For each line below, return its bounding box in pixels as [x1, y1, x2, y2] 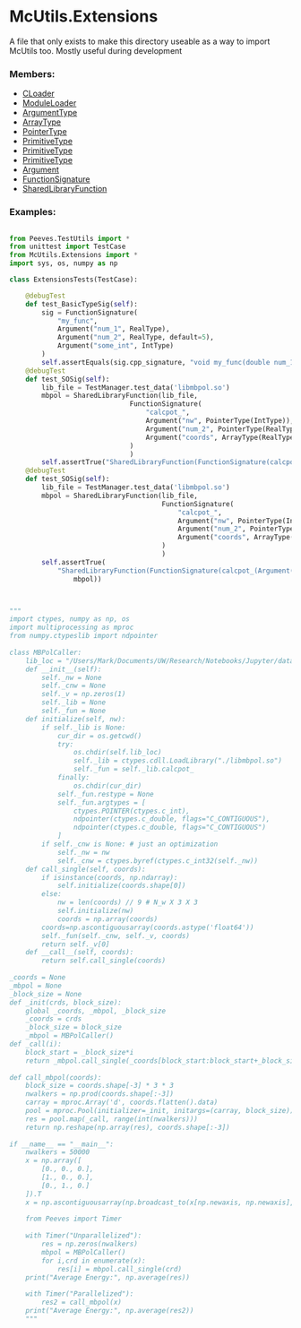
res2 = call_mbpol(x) [41, 1298, 123, 1307]
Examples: [9, 206, 56, 219]
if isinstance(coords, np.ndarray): [41, 873, 178, 882]
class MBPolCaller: [9, 648, 82, 657]
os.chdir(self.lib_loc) [73, 748, 163, 757]
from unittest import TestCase [9, 242, 126, 252]
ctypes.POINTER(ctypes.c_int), [73, 806, 191, 815]
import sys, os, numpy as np [9, 259, 118, 268]
